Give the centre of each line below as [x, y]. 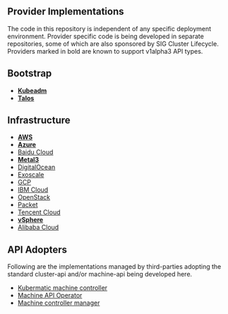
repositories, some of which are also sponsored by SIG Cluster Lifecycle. [113, 43]
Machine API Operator [50, 296]
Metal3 [28, 160]
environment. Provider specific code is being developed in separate [106, 36]
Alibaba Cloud [38, 227]
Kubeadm [32, 91]
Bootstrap [30, 74]
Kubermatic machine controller [62, 288]
